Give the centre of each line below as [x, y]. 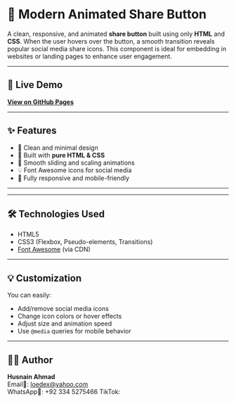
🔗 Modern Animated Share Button [107, 14]
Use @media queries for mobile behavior [74, 331]
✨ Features [32, 130]
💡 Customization [45, 278]
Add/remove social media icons [63, 309]
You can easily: [29, 295]
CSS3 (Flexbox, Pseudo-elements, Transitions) [85, 242]
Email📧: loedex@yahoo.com [48, 384]
